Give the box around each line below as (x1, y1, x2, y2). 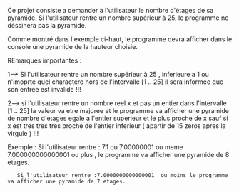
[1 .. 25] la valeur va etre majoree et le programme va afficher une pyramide (7, 107, 230, 114)
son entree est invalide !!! (7, 85, 82, 93)
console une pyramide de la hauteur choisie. (7, 43, 138, 50)
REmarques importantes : (7, 56, 82, 65)
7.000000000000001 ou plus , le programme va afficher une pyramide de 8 (7, 151, 230, 159)
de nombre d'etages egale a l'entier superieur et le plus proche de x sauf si (7, 114, 228, 122)
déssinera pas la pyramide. (7, 21, 87, 29)
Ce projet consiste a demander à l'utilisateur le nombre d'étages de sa (7, 6, 214, 14)
